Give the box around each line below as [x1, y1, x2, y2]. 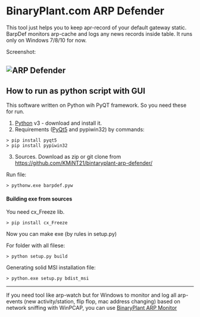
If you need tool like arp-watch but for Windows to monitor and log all [6, 291, 177, 299]
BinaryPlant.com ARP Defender [6, 4, 165, 18]
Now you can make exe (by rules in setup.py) [6, 230, 117, 238]
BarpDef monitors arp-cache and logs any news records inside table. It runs [6, 30, 192, 37]
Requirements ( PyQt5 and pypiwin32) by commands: [14, 126, 145, 133]
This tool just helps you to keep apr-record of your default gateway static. [6, 24, 187, 31]
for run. [6, 108, 25, 115]
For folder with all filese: [6, 242, 65, 249]
